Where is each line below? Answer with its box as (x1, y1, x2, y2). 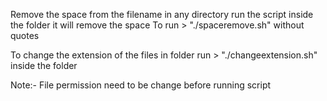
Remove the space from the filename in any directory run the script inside (10, 9, 314, 20)
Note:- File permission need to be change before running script (10, 79, 272, 91)
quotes (10, 30, 40, 41)
